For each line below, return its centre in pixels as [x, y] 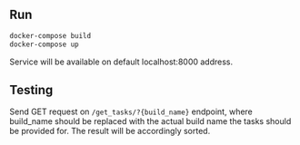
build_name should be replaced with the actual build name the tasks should [150, 121]
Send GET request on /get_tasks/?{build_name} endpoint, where [131, 111]
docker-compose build [50, 35]
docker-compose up [44, 44]
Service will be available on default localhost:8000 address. [121, 62]
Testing [31, 90]
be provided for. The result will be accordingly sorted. [110, 131]
